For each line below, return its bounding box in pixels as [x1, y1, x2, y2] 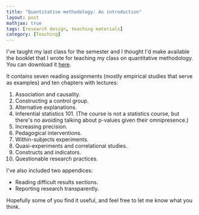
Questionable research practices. [15, 155, 99, 162]
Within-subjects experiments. [15, 136, 89, 143]
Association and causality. [15, 91, 80, 98]
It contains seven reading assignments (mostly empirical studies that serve [6, 73, 193, 80]
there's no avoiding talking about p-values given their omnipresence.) [15, 116, 189, 124]
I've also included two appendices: [6, 167, 93, 174]
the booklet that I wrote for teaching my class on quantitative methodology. [6, 55, 194, 62]
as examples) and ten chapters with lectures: [6, 79, 119, 87]
